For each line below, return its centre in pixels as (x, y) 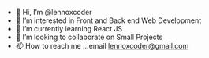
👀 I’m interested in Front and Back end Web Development (108, 20)
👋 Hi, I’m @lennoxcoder (54, 12)
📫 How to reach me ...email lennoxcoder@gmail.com (102, 46)
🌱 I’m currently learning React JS (69, 29)
